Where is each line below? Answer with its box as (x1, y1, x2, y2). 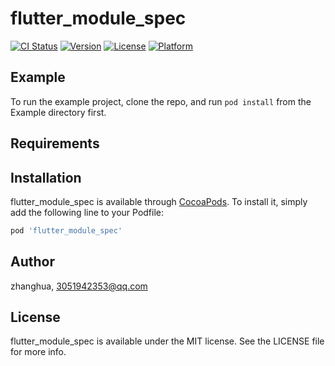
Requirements (10, 135, 100, 152)
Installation (10, 169, 82, 186)
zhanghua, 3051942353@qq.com (10, 280, 148, 292)
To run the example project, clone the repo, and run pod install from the (10, 95, 312, 107)
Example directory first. (10, 106, 107, 118)
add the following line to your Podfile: (10, 206, 165, 218)
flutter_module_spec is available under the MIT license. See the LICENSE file (10, 335, 325, 347)
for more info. (10, 346, 67, 358)
